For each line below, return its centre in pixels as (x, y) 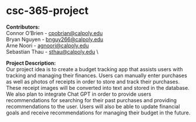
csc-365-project (47, 11)
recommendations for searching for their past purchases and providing (92, 100)
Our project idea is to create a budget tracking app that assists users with (94, 69)
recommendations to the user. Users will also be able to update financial (93, 106)
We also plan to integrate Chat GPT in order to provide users (79, 94)
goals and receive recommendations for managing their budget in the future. (98, 113)
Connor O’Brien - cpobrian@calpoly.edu (54, 33)
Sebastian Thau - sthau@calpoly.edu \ (52, 51)
